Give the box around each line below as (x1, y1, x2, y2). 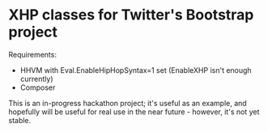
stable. (8, 115, 32, 125)
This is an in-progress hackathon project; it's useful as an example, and (8, 98, 247, 108)
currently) (19, 74, 54, 83)
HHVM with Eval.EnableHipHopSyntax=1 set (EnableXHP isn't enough (19, 65, 253, 75)
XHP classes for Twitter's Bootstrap (8, 6, 254, 24)
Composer (19, 83, 56, 92)
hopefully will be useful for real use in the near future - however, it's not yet (8, 107, 260, 117)
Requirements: (8, 49, 57, 59)
